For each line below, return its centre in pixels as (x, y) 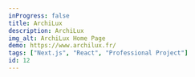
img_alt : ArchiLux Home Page (57, 38)
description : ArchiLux (46, 30)
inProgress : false (39, 16)
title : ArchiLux (35, 23)
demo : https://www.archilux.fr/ (62, 46)
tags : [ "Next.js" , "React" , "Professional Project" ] (98, 53)
